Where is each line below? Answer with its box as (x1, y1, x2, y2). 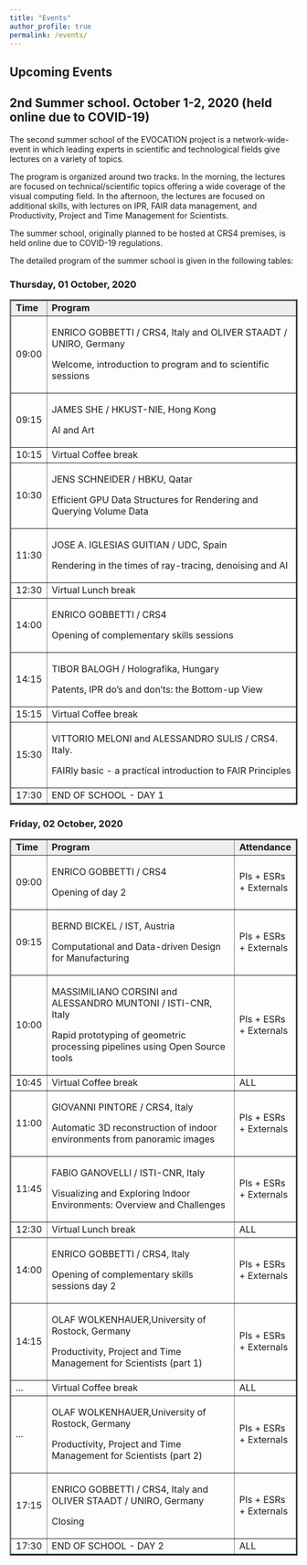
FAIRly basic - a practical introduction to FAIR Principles (51, 764, 291, 777)
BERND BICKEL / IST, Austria (51, 920, 175, 932)
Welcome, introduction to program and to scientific (51, 357, 270, 370)
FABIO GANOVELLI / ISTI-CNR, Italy (51, 1166, 206, 1179)
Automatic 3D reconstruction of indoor (51, 1122, 217, 1134)
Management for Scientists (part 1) (51, 1357, 203, 1369)
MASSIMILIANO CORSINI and (51, 985, 178, 998)
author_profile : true (9, 22, 92, 31)
